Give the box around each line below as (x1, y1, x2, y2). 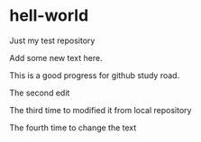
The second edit (9, 87, 70, 98)
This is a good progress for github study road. (9, 69, 180, 81)
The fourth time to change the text (9, 122, 137, 133)
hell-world (9, 5, 89, 26)
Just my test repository (9, 35, 96, 46)
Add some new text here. (9, 52, 103, 63)
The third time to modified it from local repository (9, 104, 192, 115)
